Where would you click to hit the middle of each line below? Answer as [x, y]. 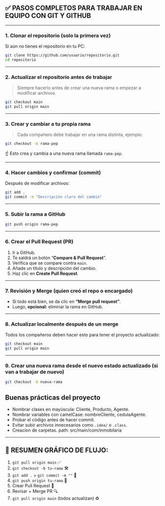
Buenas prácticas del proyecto [53, 397]
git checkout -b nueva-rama [34, 382]
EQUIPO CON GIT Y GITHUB [48, 16]
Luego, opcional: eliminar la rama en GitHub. [57, 306]
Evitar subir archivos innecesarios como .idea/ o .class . [70, 425]
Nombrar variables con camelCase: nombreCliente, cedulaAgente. [79, 414]
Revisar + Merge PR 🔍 [35, 491]
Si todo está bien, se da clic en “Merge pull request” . [67, 301]
